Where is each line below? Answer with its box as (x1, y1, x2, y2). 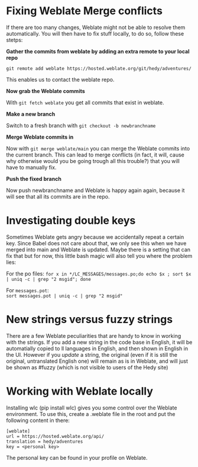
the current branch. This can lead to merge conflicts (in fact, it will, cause (6, 151, 184, 158)
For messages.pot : (6, 286, 49, 294)
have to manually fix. (6, 164, 57, 171)
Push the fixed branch (6, 175, 62, 182)
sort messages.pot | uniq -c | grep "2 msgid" (6, 293, 123, 299)
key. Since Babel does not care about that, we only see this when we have (6, 239, 187, 247)
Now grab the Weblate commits (6, 87, 86, 94)
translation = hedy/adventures (6, 439, 83, 444)
